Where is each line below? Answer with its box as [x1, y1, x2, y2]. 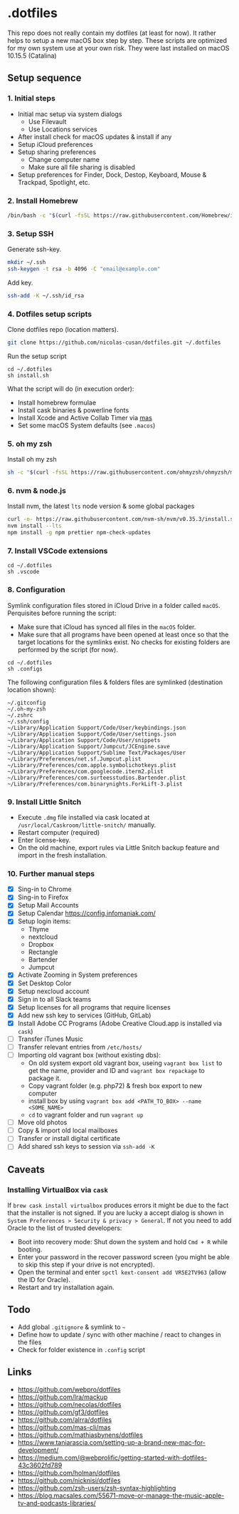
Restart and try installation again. [17, 1283, 115, 1292]
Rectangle [28, 947, 58, 957]
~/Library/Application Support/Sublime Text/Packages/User [7, 749, 186, 756]
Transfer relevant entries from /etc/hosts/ [17, 1042, 142, 1051]
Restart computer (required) [17, 828, 100, 836]
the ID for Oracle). [17, 1276, 71, 1284]
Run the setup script [7, 352, 67, 360]
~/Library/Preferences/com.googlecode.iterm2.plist [7, 768, 164, 775]
